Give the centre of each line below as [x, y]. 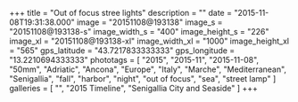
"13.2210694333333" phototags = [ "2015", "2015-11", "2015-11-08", [134, 60]
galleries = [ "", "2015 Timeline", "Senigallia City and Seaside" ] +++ [134, 88]
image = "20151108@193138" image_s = [149, 22]
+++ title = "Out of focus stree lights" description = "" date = [120, 13]
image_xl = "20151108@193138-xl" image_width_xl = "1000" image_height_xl [149, 41]
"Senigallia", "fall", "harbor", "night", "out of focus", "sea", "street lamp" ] [143, 78]
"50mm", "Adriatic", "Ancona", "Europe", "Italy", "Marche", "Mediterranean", [148, 69]
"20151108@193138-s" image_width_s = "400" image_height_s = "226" [139, 31]
